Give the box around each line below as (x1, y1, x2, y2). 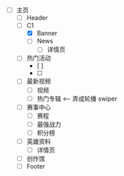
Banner (36, 29, 58, 38)
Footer (26, 162, 45, 171)
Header (26, 14, 49, 22)
